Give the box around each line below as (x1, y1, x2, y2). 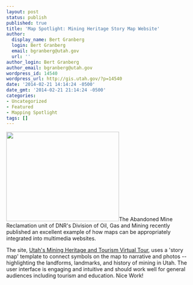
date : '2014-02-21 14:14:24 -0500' (6, 82, 96, 88)
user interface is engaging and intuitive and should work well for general (6, 266, 186, 273)
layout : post (6, 8, 39, 15)
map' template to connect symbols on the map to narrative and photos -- (6, 253, 187, 260)
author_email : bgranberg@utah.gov (6, 64, 93, 71)
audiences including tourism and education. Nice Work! (6, 272, 144, 280)
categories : (6, 93, 36, 99)
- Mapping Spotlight (6, 109, 58, 115)
